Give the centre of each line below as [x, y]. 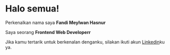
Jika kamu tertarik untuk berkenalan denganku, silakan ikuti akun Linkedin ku [85, 42]
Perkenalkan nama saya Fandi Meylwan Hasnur [55, 22]
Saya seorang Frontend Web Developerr [48, 32]
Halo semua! [32, 9]
